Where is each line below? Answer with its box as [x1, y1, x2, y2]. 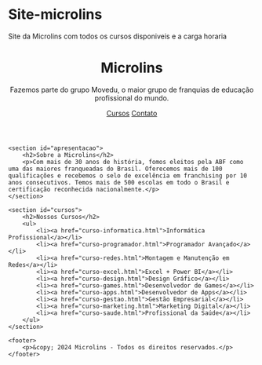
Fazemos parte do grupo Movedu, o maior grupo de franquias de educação [9, 85, 254, 94]
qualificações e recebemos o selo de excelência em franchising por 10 [8, 171, 247, 180]
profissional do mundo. [94, 93, 169, 103]
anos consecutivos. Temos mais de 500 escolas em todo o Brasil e [8, 178, 230, 186]
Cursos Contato [106, 108, 158, 118]
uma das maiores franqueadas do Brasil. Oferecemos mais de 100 [8, 165, 223, 173]
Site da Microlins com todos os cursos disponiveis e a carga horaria [8, 31, 227, 41]
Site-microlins [8, 5, 103, 24]
